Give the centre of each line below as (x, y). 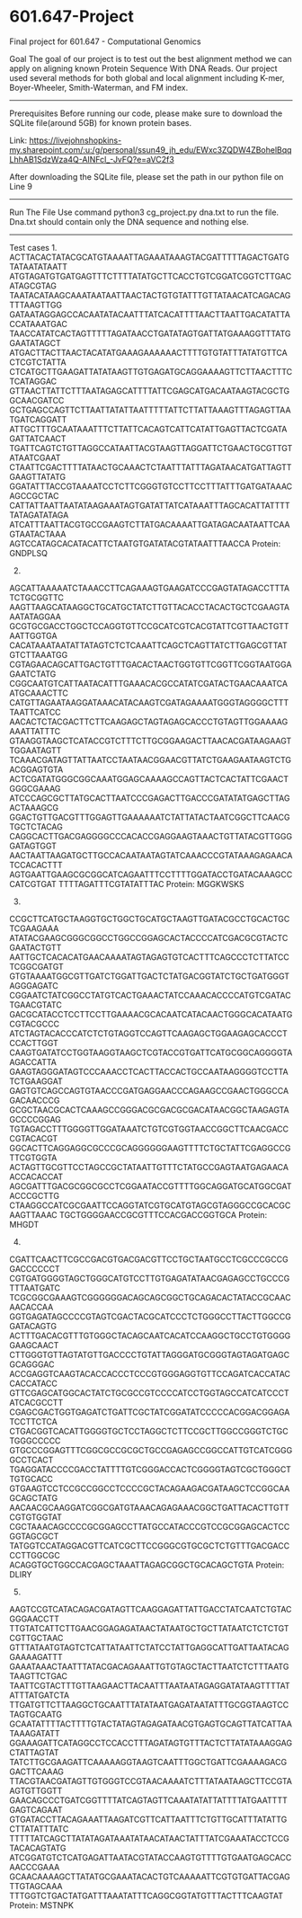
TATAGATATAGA (39, 515)
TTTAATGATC (35, 1288)
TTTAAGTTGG (36, 305)
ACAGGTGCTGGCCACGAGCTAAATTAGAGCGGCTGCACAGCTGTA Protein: (147, 1565)
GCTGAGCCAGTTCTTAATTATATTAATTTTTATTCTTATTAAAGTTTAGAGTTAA (150, 410)
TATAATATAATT (39, 266)
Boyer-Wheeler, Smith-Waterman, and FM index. (99, 87)
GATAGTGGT (33, 846)
